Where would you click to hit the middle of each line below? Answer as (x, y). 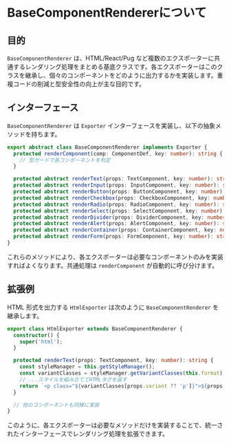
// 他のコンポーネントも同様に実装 (56, 405)
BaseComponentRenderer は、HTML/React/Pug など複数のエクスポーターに (111, 58)
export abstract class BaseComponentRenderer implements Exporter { (107, 147)
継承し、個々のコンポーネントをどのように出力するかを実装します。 (121, 75)
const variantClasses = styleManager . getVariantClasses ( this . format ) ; (123, 373)
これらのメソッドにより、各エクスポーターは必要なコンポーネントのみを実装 (115, 257)
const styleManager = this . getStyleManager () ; (87, 367)
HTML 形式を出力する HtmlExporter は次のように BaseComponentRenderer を (113, 307)
